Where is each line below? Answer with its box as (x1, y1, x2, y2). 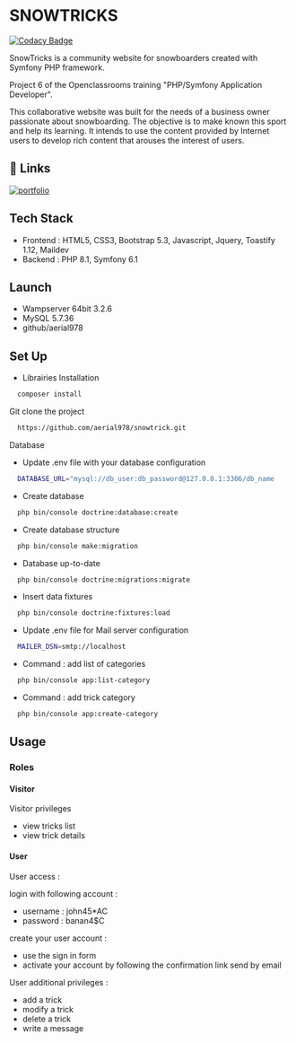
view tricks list (22, 820, 76, 831)
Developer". (9, 89, 53, 100)
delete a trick (22, 1013, 72, 1024)
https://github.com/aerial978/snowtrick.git (17, 424, 187, 433)
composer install (17, 390, 83, 399)
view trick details (22, 830, 85, 841)
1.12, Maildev (22, 244, 70, 255)
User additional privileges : (9, 977, 109, 987)
